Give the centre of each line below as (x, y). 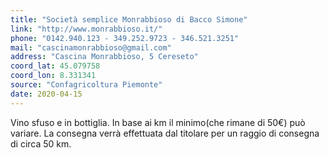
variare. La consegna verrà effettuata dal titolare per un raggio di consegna (165, 133)
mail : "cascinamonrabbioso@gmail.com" (91, 47)
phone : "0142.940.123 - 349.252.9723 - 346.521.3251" (125, 38)
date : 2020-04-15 (46, 94)
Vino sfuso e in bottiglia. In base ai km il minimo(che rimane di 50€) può (158, 122)
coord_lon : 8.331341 (53, 76)
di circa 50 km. (41, 143)
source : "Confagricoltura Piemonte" (86, 85)
